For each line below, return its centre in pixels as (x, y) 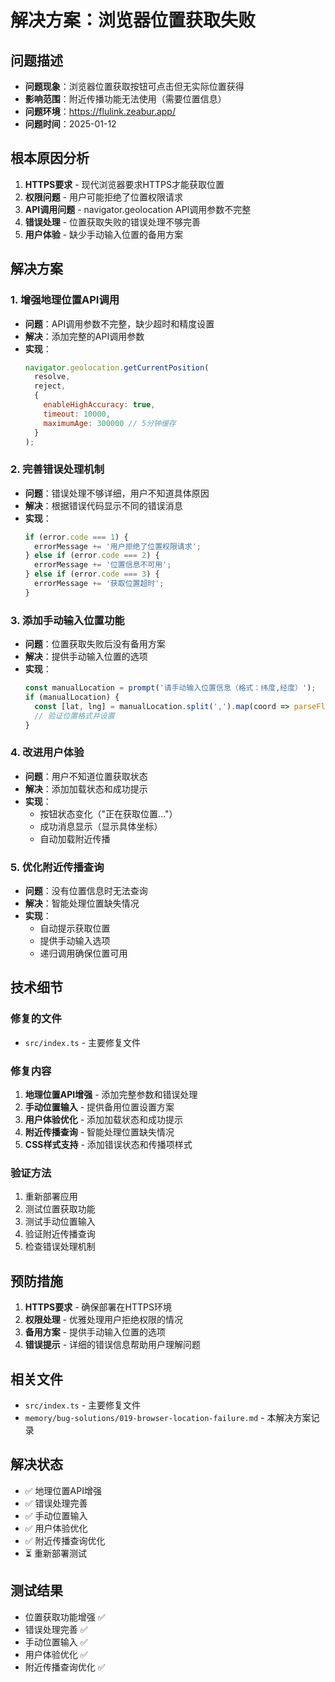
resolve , (52, 377)
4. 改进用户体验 (47, 753)
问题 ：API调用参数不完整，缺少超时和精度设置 (119, 323)
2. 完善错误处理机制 (57, 469)
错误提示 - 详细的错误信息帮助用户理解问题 (113, 1345)
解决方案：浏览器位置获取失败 (133, 20)
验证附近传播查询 (60, 1234)
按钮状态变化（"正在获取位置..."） (108, 813)
